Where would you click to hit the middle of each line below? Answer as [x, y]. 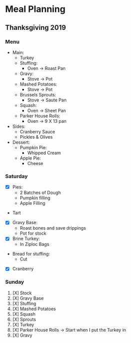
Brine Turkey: [26, 239]
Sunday [15, 282]
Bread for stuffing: [31, 254]
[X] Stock [22, 293]
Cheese [35, 163]
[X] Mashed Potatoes [34, 309]
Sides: [19, 126]
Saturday [17, 176]
